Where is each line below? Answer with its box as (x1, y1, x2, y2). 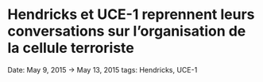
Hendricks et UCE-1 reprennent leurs (7, 6, 255, 24)
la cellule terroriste (7, 39, 134, 57)
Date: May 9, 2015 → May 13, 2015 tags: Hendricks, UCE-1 (7, 65, 198, 74)
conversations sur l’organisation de (7, 22, 246, 40)
